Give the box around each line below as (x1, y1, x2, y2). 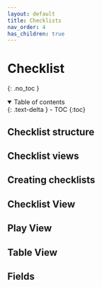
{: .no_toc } (7, 84, 40, 93)
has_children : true (7, 30, 65, 38)
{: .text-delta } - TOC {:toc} (7, 106, 86, 114)
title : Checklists (7, 17, 62, 24)
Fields (7, 270, 35, 282)
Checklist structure (7, 125, 95, 138)
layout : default (7, 10, 55, 18)
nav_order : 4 (7, 23, 46, 30)
